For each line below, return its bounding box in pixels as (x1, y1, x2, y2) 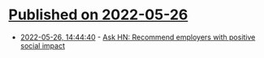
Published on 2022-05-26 (8, 6, 188, 24)
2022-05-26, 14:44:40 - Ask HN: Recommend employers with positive (19, 32, 256, 42)
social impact (19, 40, 65, 50)
